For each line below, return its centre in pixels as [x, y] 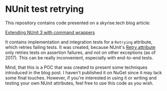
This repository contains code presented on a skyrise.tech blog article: [78, 23]
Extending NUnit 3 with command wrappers [50, 32]
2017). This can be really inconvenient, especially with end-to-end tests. [79, 57]
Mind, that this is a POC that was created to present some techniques [77, 67]
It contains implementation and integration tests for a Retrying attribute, [79, 42]
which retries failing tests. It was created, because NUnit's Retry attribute [80, 47]
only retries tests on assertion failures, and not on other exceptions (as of [81, 52]
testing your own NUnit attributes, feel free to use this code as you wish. [79, 83]
